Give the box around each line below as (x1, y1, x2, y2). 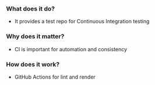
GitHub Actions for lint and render (14, 73, 96, 80)
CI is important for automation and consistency (14, 45, 127, 52)
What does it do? (6, 5, 55, 13)
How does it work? (6, 60, 60, 68)
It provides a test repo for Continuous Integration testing (14, 18, 150, 25)
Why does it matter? (6, 33, 65, 41)
